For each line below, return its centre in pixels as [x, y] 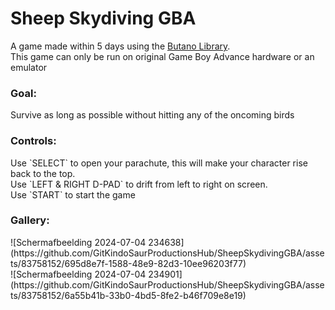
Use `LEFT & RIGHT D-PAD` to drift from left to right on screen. [139, 184]
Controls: [33, 141]
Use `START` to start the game [73, 194]
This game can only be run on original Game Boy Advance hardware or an [162, 56]
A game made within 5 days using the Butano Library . [120, 46]
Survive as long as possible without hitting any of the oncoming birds [152, 115]
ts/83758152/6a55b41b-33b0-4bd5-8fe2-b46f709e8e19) [128, 295]
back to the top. [43, 173]
